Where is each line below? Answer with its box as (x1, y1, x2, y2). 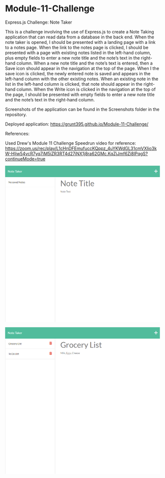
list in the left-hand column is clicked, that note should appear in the (5, 81, 142, 87)
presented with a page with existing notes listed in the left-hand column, (5, 50, 151, 56)
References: (5, 130, 29, 136)
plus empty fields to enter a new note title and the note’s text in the (5, 55, 140, 61)
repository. (5, 111, 27, 117)
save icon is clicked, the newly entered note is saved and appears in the (5, 70, 151, 76)
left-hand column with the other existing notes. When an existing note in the (5, 76, 159, 82)
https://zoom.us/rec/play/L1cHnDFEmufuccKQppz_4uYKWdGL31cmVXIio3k (5, 145, 157, 151)
